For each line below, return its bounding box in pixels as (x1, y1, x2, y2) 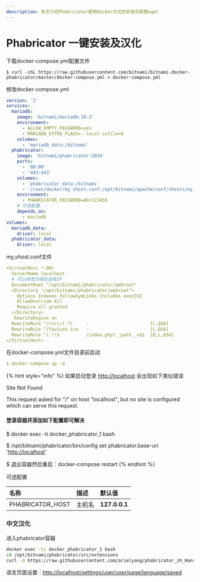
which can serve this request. (6, 402, 79, 409)
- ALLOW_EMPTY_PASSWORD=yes (21, 125, 92, 131)
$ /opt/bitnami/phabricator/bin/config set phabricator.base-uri (6, 442, 159, 449)
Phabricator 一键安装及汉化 (6, 36, 142, 50)
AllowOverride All (17, 298, 62, 304)
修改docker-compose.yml (6, 85, 70, 93)
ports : (17, 159, 33, 165)
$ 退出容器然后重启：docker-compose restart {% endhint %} (6, 460, 155, 467)
